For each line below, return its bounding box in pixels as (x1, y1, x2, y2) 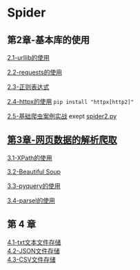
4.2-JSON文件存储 (7, 247, 60, 255)
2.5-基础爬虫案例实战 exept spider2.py (7, 112, 117, 120)
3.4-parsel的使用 (7, 196, 55, 205)
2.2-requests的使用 (7, 68, 62, 76)
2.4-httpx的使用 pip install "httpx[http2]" (7, 98, 134, 105)
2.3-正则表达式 (7, 83, 50, 91)
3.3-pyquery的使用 (7, 181, 61, 190)
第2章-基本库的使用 (7, 34, 90, 45)
